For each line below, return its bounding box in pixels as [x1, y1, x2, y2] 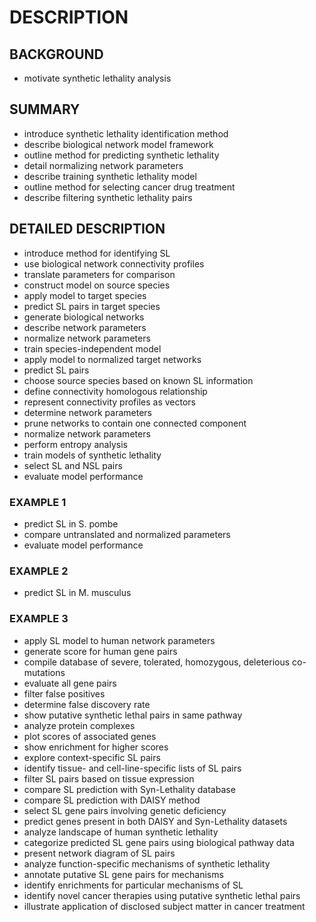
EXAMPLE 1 [9, 495, 67, 509]
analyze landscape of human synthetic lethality [23, 826, 219, 838]
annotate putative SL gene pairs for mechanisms [23, 868, 224, 880]
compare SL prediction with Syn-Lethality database [23, 783, 236, 795]
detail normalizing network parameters [23, 159, 184, 171]
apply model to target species [23, 289, 147, 301]
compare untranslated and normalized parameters [23, 528, 231, 540]
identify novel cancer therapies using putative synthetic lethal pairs [23, 889, 301, 901]
